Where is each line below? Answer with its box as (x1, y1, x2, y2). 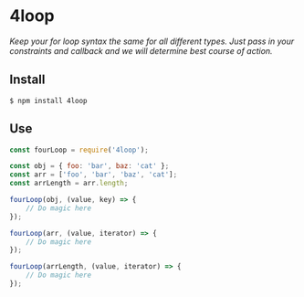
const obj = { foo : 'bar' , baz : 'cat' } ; (9, 162, 170, 171)
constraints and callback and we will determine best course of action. (9, 45, 273, 56)
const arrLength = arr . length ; (9, 179, 129, 188)
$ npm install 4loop (9, 96, 89, 105)
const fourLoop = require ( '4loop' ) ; (9, 145, 149, 154)
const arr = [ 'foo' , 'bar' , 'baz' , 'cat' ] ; (9, 170, 178, 179)
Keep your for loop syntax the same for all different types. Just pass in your (9, 36, 295, 47)
